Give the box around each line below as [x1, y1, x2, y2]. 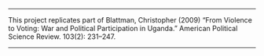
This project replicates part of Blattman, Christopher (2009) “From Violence [8, 16, 253, 24]
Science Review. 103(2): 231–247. [8, 32, 116, 41]
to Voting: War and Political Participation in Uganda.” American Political [8, 24, 238, 33]
